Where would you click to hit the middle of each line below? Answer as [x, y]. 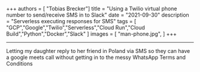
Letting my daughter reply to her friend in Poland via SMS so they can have [98, 51]
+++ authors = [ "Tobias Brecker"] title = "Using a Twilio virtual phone [92, 9]
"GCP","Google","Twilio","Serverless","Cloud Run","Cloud [76, 27]
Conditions [19, 64]
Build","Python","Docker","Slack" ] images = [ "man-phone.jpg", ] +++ [92, 34]
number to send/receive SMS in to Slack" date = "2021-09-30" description [98, 15]
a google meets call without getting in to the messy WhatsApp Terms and [96, 57]
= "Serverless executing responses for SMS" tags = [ [71, 21]
